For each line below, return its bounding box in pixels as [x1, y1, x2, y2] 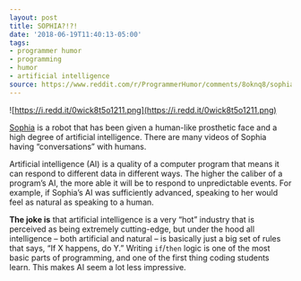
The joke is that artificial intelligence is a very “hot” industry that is [9, 214, 255, 224]
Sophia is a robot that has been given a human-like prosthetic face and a [9, 122, 278, 133]
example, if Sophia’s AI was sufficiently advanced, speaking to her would [9, 187, 279, 198]
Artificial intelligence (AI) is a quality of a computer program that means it [9, 158, 279, 169]
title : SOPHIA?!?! [9, 22, 78, 31]
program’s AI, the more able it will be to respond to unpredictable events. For [9, 177, 292, 189]
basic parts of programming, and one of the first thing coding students [9, 252, 271, 263]
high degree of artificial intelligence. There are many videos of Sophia [9, 131, 267, 142]
